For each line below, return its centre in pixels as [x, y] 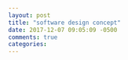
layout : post [29, 15]
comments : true [33, 37]
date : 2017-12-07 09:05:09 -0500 [63, 30]
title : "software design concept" [65, 23]
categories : [27, 44]
